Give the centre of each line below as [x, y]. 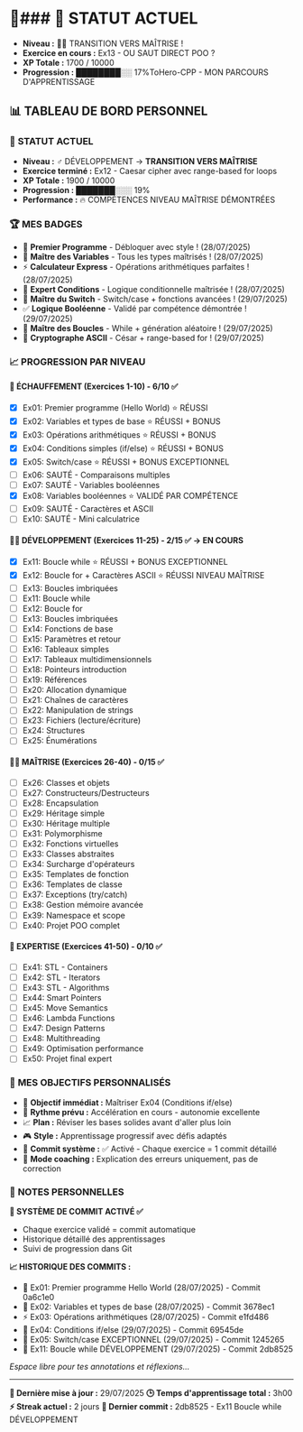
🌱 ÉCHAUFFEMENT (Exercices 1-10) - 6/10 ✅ [94, 386]
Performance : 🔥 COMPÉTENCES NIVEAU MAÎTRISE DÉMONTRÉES [149, 199]
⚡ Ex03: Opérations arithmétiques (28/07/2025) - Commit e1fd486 [145, 1317]
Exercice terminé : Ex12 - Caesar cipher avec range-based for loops [150, 171]
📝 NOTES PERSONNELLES [67, 1192]
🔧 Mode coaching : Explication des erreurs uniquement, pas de [140, 1159]
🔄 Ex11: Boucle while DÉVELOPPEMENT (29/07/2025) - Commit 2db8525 [158, 1349]
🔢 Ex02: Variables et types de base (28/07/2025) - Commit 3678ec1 [148, 1307]
